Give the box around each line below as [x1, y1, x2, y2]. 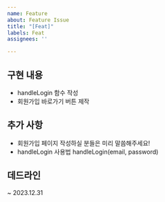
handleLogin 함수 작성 [17, 88, 79, 97]
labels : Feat [7, 29, 45, 37]
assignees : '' [7, 36, 48, 43]
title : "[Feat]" [7, 23, 54, 30]
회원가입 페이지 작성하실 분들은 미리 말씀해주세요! [17, 139, 151, 147]
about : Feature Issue [7, 17, 70, 23]
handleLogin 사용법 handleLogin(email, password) [17, 148, 159, 156]
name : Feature [7, 10, 48, 17]
